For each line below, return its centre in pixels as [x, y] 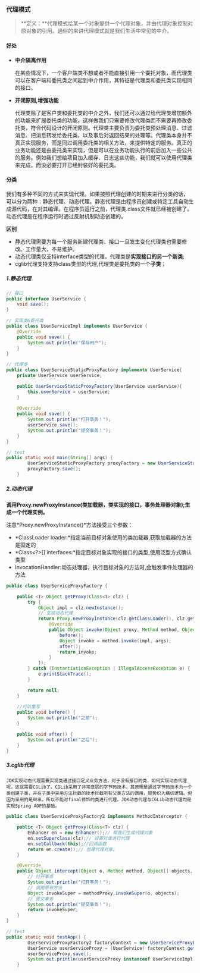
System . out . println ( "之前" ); [63, 718]
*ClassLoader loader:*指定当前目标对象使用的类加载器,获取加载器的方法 [103, 537]
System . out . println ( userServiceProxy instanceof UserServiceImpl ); [113, 959]
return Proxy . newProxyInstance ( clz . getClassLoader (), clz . [112, 619]
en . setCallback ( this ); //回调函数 [67, 844]
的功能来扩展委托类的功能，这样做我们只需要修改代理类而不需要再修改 [101, 120]
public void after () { [45, 734]
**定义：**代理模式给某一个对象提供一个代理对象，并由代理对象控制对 [107, 23]
